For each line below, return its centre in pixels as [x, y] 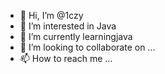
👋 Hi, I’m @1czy [51, 15]
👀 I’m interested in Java [68, 26]
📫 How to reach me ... [66, 58]
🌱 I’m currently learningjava [76, 36]
